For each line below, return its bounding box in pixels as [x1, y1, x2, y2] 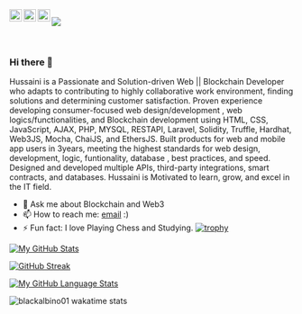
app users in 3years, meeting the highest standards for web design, [9, 143, 261, 154]
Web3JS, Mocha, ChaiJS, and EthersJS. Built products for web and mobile [9, 134, 286, 145]
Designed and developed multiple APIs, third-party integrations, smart [9, 162, 270, 174]
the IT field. [9, 182, 52, 193]
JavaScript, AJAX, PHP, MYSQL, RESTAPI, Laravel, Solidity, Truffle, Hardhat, [9, 124, 292, 135]
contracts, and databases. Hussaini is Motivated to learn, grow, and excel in [9, 172, 290, 183]
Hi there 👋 [9, 56, 54, 68]
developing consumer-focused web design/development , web [9, 105, 243, 116]
